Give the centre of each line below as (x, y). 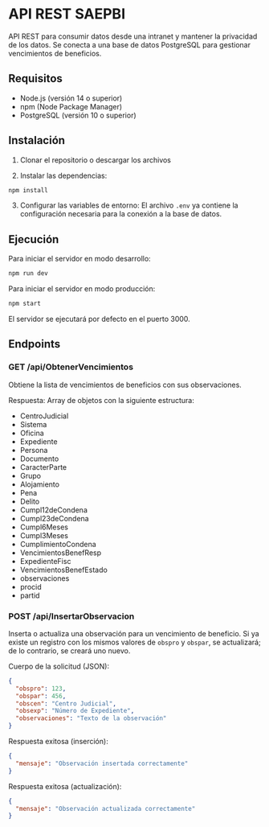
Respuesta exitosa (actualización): (65, 786)
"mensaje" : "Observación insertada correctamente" (102, 763)
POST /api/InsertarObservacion (71, 616)
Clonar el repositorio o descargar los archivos (95, 160)
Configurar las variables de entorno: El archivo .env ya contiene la (129, 205)
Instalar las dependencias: (63, 175)
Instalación (37, 140)
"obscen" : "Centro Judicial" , (66, 704)
